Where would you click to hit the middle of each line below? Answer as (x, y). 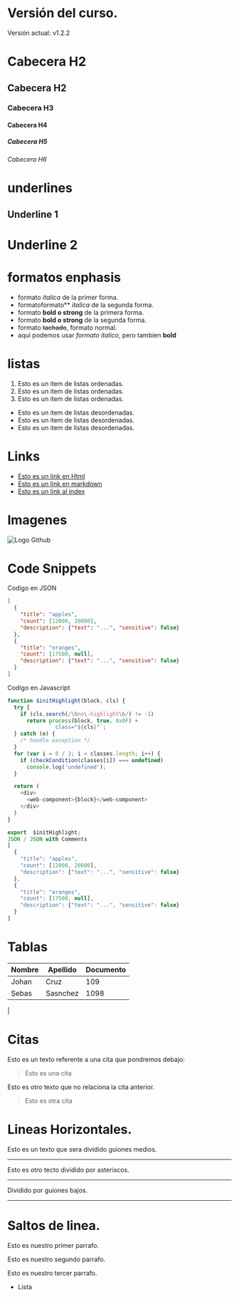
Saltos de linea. (54, 1225)
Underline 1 (33, 214)
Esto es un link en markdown (60, 484)
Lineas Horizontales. (70, 1130)
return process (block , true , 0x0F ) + (82, 721)
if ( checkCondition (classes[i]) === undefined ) (92, 760)
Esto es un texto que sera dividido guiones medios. (82, 1149)
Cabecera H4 (27, 125)
